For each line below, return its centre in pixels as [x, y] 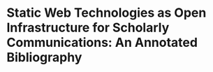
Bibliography [44, 58]
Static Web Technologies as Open [106, 13]
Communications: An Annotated [102, 43]
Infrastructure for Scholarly [88, 28]
